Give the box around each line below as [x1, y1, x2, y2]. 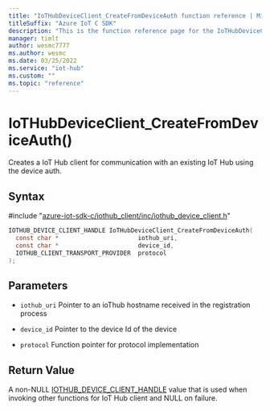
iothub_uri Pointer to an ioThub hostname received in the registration [19, 300, 251, 310]
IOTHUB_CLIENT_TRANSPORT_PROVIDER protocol [15, 249, 167, 257]
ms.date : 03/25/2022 [8, 57, 78, 65]
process [19, 309, 47, 318]
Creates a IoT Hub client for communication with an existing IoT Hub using [8, 158, 254, 168]
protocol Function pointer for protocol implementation [19, 340, 199, 350]
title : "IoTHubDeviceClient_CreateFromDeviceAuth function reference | [8, 11, 253, 20]
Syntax [8, 189, 45, 203]
